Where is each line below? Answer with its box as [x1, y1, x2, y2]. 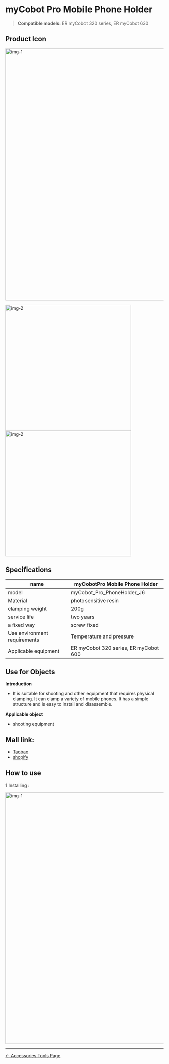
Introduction [5, 681, 32, 687]
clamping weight [8, 605, 47, 612]
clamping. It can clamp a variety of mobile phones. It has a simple [12, 696, 149, 702]
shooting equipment [12, 721, 54, 727]
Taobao [12, 749, 29, 755]
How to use [5, 769, 41, 777]
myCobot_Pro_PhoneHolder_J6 [71, 589, 145, 596]
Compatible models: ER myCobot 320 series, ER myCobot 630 [17, 20, 149, 26]
